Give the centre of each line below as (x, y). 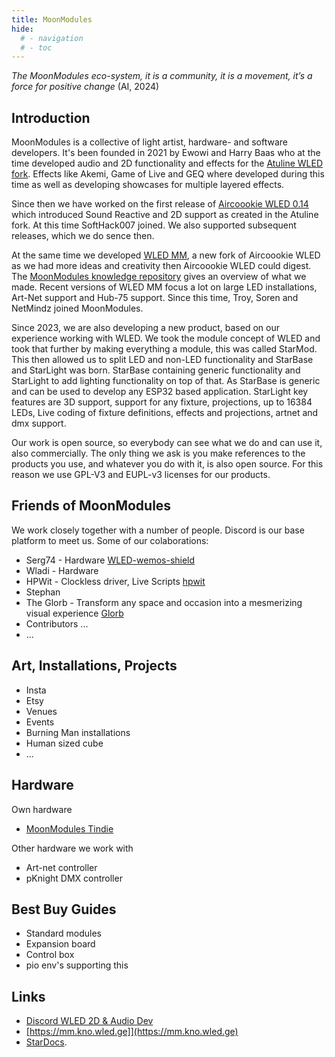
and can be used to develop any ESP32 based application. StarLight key (160, 392)
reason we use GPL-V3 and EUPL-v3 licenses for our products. (141, 475)
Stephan (43, 592)
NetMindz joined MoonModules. (77, 308)
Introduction (51, 117)
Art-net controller (61, 867)
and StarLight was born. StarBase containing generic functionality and (156, 370)
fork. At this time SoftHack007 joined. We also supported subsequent (154, 225)
